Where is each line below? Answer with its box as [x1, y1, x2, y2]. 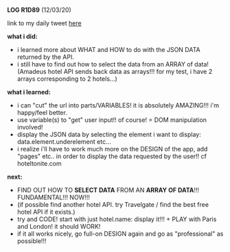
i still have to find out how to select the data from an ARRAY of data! [16, 60, 209, 68]
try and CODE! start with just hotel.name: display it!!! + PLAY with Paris [16, 215, 217, 223]
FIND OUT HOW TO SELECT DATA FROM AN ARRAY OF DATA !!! [16, 186, 200, 194]
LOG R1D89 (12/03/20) [7, 6, 72, 14]
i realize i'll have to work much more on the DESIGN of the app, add [16, 145, 208, 153]
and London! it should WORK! [16, 223, 101, 230]
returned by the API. [16, 53, 74, 61]
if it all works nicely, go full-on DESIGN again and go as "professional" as [16, 229, 224, 238]
